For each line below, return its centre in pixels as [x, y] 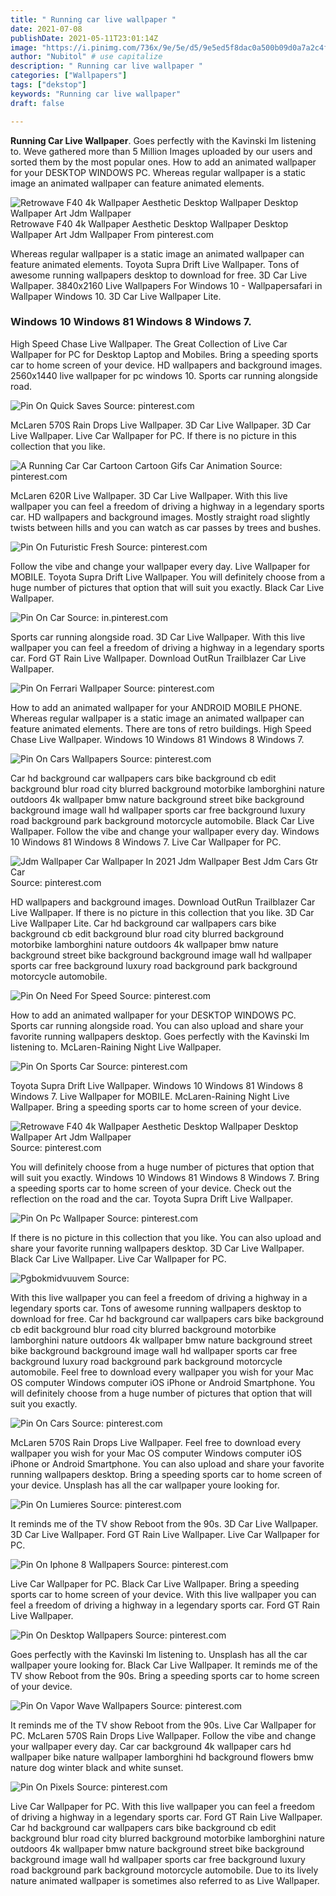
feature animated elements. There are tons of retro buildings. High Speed [161, 728]
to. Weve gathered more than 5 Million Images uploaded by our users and [161, 151]
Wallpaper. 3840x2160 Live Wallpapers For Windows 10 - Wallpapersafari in [166, 285]
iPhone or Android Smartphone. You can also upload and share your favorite [167, 1463]
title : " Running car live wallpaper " [93, 19]
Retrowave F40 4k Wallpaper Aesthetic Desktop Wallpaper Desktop [149, 223]
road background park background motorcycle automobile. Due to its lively [164, 1870]
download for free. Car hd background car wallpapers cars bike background [167, 1318]
